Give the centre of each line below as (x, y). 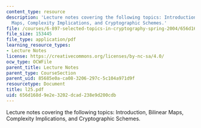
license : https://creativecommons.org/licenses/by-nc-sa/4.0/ (85, 56)
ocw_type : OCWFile (29, 62)
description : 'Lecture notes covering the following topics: (84, 17)
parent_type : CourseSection (41, 73)
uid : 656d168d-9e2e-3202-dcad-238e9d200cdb (61, 95)
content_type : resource (36, 12)
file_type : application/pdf (41, 39)
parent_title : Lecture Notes (42, 67)
